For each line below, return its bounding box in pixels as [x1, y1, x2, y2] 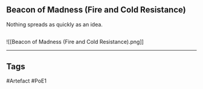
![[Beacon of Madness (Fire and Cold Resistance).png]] [6, 38, 144, 46]
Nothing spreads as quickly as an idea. [6, 20, 103, 28]
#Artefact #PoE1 [6, 78, 47, 85]
